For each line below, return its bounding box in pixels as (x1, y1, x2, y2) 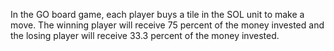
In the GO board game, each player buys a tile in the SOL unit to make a (10, 9, 305, 20)
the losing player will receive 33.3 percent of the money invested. (10, 30, 280, 41)
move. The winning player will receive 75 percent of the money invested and (10, 19, 325, 31)
